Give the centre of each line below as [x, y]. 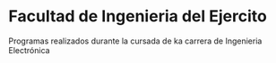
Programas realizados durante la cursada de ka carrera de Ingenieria [135, 41]
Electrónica [29, 50]
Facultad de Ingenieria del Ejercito [138, 16]
